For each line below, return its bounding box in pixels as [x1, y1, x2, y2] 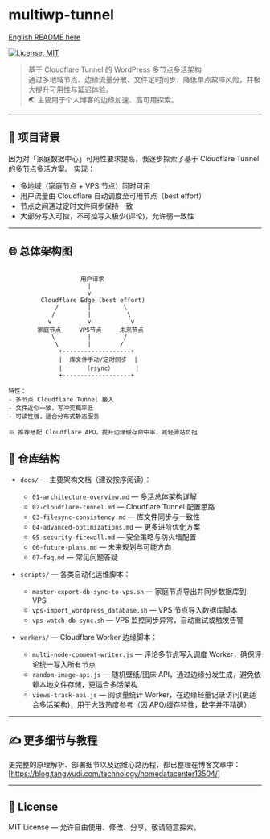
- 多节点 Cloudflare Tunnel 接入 [8, 395, 114, 404]
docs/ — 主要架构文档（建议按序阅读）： [19, 475, 152, 484]
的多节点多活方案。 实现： [8, 164, 95, 173]
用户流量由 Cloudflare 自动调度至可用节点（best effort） [19, 191, 207, 201]
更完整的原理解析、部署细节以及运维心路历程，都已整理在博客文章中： [8, 760, 241, 770]
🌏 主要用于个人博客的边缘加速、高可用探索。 [27, 94, 178, 104]
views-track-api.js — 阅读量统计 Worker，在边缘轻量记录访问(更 [31, 690, 250, 700]
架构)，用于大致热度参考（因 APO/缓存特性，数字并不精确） [53, 700, 252, 710]
